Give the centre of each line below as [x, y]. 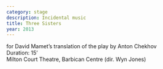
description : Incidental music [46, 18]
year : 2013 [20, 29]
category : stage [27, 12]
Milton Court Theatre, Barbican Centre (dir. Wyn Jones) [76, 59]
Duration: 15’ [22, 53]
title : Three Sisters [34, 23]
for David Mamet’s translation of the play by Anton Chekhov [82, 46]
